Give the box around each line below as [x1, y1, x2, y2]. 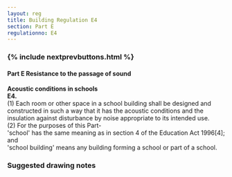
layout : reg [7, 10, 42, 17]
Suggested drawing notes [7, 160, 96, 170]
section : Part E [7, 23, 54, 30]
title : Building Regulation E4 [7, 17, 98, 24]
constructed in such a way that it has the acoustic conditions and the [7, 106, 204, 115]
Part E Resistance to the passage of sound [7, 69, 132, 77]
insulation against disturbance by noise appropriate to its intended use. [7, 114, 210, 122]
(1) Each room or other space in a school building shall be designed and [7, 100, 211, 108]
